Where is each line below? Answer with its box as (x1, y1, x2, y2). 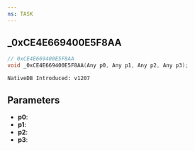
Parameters (7, 94, 60, 106)
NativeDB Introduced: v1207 (7, 75, 91, 82)
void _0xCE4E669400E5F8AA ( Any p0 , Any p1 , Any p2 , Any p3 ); (7, 62, 189, 69)
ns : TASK (7, 10, 33, 18)
